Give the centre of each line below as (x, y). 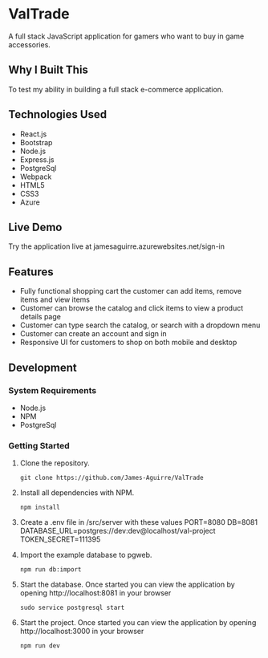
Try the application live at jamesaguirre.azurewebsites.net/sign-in (116, 246)
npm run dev (40, 646)
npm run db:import (51, 570)
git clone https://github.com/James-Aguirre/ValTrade (112, 478)
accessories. (29, 44)
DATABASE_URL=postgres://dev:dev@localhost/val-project (118, 531)
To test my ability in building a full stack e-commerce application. (116, 89)
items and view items (55, 300)
